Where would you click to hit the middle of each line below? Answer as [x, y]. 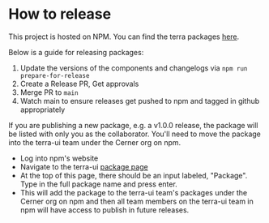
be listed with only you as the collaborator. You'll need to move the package [135, 134]
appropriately [43, 109]
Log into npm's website [59, 158]
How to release [60, 14]
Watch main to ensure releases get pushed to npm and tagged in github [140, 101]
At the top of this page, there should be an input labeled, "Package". [134, 175]
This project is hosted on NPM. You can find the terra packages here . [124, 36]
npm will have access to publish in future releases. [105, 210]
